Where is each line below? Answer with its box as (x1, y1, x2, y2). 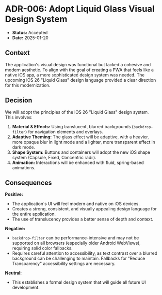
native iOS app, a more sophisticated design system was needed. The (5, 72, 145, 78)
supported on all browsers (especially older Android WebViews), (12, 240, 141, 246)
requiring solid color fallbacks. (12, 245, 73, 251)
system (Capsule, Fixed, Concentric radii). (12, 154, 97, 160)
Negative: (5, 226, 26, 232)
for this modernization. (5, 82, 50, 88)
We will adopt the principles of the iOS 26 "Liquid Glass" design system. (5, 109, 149, 115)
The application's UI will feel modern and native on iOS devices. (12, 201, 140, 206)
